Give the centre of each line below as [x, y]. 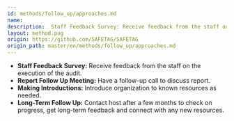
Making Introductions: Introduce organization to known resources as [117, 88]
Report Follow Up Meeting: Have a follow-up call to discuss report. [114, 80]
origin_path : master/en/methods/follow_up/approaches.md [92, 46]
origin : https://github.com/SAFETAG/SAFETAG [73, 40]
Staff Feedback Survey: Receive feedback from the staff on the [109, 66]
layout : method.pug [36, 33]
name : [15, 20]
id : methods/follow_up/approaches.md [62, 14]
